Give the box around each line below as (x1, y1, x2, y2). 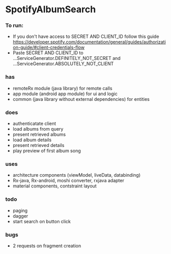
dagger (12, 213, 28, 219)
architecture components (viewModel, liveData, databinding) (12, 172, 141, 178)
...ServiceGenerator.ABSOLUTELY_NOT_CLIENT (12, 60, 114, 67)
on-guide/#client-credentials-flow (12, 45, 85, 51)
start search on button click (12, 218, 71, 224)
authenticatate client (12, 120, 56, 126)
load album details (12, 137, 52, 143)
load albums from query (12, 126, 63, 132)
